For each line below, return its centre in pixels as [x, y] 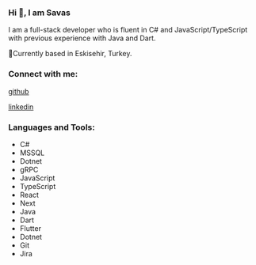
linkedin [21, 107]
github [19, 91]
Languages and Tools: [52, 127]
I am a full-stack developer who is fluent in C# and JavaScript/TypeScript [128, 30]
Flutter [31, 228]
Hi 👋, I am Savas [40, 13]
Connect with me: [43, 74]
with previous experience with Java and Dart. [82, 38]
